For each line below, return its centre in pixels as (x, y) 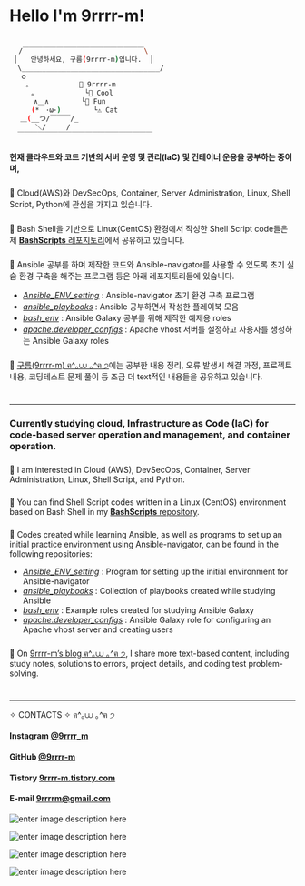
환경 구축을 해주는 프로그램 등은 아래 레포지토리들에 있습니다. (127, 276)
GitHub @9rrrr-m (43, 757)
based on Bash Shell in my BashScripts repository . (104, 511)
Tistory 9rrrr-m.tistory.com (63, 778)
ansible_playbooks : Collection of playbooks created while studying (149, 590)
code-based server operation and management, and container (150, 435)
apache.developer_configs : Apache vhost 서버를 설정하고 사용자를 (145, 329)
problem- (266, 663)
